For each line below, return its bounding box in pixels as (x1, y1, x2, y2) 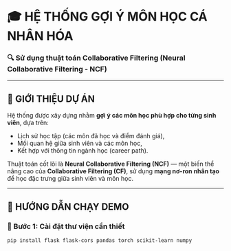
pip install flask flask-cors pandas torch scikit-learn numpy (7, 237, 192, 244)
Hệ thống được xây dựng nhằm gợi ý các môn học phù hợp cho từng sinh (7, 111, 217, 120)
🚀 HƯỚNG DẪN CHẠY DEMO (7, 201, 129, 212)
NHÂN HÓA (7, 28, 74, 44)
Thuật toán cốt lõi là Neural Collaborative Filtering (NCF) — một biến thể (7, 160, 214, 168)
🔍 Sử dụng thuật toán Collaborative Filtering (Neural (7, 53, 186, 63)
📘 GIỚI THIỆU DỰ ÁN (7, 93, 95, 105)
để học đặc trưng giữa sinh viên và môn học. (7, 175, 134, 183)
